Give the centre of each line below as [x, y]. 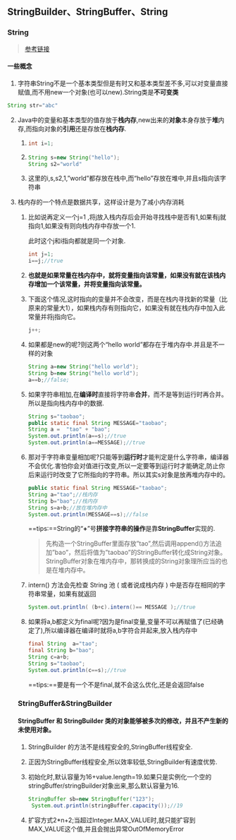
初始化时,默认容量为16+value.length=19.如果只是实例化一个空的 [120, 776]
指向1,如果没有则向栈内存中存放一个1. [82, 226]
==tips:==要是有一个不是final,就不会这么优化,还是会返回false [116, 684]
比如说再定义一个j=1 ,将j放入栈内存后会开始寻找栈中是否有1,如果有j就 [127, 217]
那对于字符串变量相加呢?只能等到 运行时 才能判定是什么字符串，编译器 [128, 457]
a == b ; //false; [49, 380]
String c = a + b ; [49, 657]
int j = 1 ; [41, 254]
